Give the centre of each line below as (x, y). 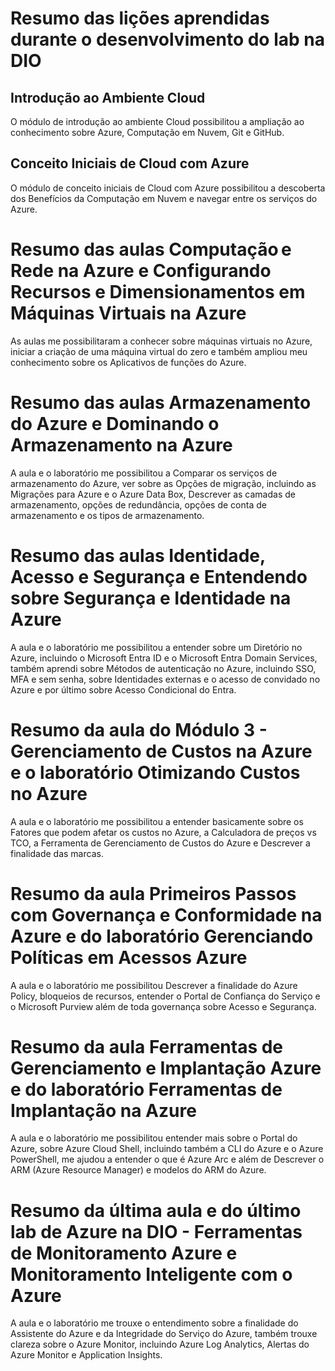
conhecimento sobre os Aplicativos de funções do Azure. (128, 362)
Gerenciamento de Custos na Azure (161, 751)
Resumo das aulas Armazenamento (161, 402)
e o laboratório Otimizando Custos (155, 772)
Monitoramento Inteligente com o (151, 1274)
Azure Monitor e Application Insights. (86, 1355)
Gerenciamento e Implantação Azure (166, 1068)
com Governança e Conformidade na (166, 914)
